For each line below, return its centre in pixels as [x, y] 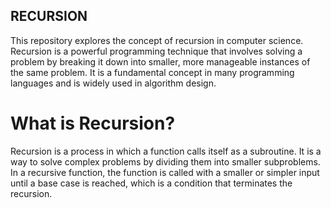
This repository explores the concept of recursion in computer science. [157, 40]
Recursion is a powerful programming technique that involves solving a [156, 51]
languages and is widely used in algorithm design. [113, 83]
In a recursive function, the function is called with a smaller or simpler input [165, 172]
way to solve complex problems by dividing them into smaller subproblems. [165, 161]
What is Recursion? [93, 123]
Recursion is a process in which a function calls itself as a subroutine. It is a [166, 151]
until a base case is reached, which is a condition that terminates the [151, 183]
